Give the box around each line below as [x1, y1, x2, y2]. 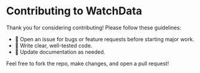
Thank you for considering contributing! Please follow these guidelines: [6, 24, 181, 31]
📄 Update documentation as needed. [14, 48, 106, 55]
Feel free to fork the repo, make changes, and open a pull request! [6, 60, 169, 67]
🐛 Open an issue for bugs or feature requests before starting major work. [14, 35, 195, 42]
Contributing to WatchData [6, 4, 142, 18]
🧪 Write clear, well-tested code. [14, 42, 93, 49]
